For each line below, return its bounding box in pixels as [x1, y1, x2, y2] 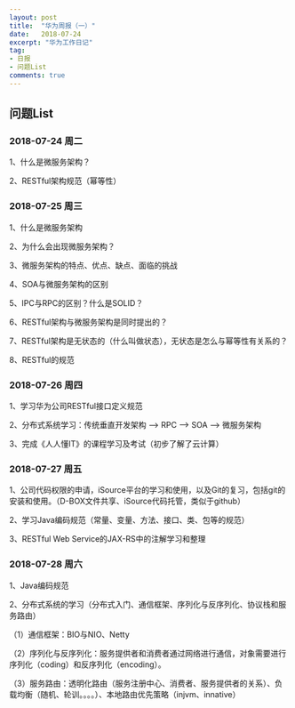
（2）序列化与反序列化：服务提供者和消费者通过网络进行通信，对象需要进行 [9, 648, 287, 658]
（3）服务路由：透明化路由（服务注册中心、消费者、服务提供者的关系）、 [9, 678, 275, 688]
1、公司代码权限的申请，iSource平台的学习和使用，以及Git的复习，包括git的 [9, 485, 286, 495]
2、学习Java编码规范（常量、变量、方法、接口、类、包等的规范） [9, 515, 250, 526]
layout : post [9, 12, 58, 22]
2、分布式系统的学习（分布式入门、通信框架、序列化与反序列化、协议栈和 [9, 599, 279, 609]
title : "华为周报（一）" [9, 21, 96, 30]
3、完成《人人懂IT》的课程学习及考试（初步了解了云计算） [9, 438, 224, 449]
